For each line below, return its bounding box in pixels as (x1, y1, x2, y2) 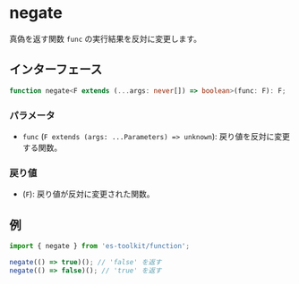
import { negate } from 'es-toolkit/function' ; (9, 242, 191, 251)
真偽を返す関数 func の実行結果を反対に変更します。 (9, 33, 202, 44)
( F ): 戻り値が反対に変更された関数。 (21, 188, 155, 199)
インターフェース (9, 62, 103, 78)
